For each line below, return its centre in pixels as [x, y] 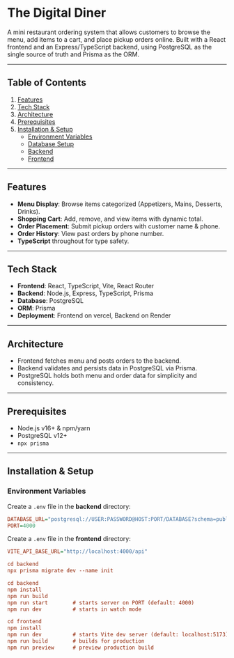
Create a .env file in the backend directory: [69, 506]
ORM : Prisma [36, 308]
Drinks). [29, 211]
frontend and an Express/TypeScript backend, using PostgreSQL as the [110, 47]
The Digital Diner [57, 13]
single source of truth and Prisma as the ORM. [73, 54]
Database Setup [51, 143]
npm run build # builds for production [76, 641]
